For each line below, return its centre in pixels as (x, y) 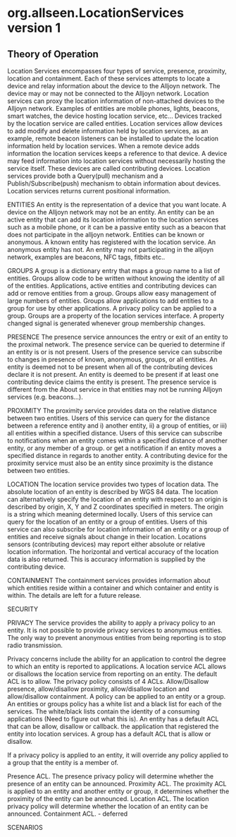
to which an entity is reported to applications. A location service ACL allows (117, 666)
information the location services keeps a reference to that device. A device (117, 153)
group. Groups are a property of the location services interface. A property (116, 316)
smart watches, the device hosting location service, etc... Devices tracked (114, 116)
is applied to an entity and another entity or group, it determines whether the (118, 791)
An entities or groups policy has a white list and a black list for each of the (114, 704)
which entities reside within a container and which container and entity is (113, 588)
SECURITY (23, 609)
